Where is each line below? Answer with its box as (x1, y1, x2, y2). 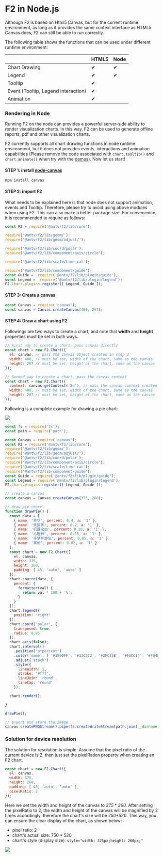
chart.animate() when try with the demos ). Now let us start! (5, 156, 125, 162)
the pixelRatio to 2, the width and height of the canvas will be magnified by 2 (5, 807, 158, 813)
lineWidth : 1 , (17, 667, 47, 672)
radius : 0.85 (14, 631, 40, 635)
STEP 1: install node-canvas (5, 167, 63, 173)
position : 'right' (14, 613, 51, 618)
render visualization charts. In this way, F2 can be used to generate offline (5, 126, 153, 132)
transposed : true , (14, 626, 51, 631)
